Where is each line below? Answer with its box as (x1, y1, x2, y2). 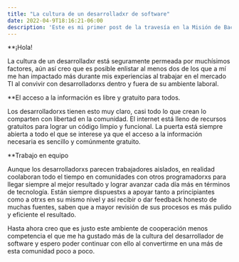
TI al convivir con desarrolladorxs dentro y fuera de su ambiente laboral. (7, 80, 219, 88)
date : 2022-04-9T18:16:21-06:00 (7, 17, 103, 24)
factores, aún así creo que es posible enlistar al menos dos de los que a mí (7, 65, 226, 73)
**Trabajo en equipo (7, 151, 69, 160)
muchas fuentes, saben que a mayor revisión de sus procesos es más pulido (7, 203, 232, 211)
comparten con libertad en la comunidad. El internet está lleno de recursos (7, 115, 226, 123)
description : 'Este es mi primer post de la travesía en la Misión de (7, 23, 221, 31)
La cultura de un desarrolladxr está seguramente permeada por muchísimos (7, 57, 230, 65)
